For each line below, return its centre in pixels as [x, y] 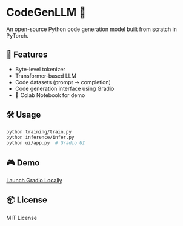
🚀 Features [27, 55]
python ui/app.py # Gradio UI [46, 143]
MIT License [22, 218]
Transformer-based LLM [46, 76]
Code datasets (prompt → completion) [63, 82]
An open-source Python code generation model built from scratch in [92, 29]
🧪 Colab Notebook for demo [50, 95]
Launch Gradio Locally [34, 180]
